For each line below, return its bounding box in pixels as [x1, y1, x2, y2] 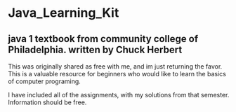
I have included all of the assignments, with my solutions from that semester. [8, 91, 230, 99]
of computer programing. [8, 77, 81, 85]
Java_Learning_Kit [8, 5, 119, 21]
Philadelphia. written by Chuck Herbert [8, 43, 183, 55]
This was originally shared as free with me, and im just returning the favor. [8, 62, 223, 71]
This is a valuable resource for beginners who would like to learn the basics [8, 70, 227, 78]
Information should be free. [8, 98, 87, 106]
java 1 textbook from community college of [8, 33, 199, 45]
